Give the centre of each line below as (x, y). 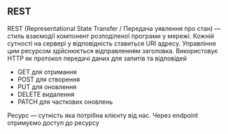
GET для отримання (47, 72)
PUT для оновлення (47, 86)
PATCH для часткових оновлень (65, 102)
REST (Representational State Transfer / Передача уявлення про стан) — (114, 28)
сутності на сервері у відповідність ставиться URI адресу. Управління (112, 43)
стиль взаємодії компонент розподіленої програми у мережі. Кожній (111, 36)
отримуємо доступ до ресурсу (54, 123)
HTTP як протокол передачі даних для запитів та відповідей (97, 58)
